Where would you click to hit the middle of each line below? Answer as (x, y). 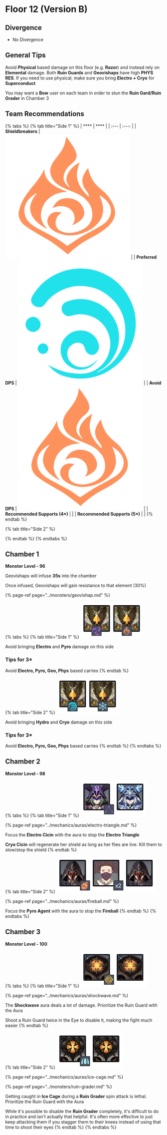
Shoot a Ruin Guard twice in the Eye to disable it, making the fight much (79, 1020)
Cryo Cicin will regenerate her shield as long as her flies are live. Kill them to (83, 844)
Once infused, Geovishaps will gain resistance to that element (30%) (76, 586)
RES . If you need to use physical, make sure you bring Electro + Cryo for (80, 78)
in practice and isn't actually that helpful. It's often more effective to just (79, 1117)
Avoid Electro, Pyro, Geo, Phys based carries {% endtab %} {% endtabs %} (83, 746)
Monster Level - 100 (26, 944)
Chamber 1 (22, 555)
